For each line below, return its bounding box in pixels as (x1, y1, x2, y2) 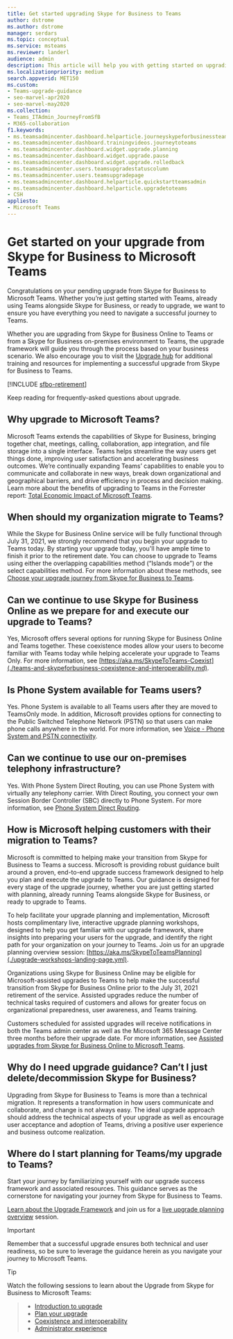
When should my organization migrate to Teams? (7, 512, 224, 524)
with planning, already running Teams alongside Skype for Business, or (7, 890, 210, 898)
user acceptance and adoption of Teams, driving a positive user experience (7, 1120, 223, 1128)
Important (7, 1226, 35, 1235)
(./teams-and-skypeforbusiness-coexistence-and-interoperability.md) (7, 664, 208, 672)
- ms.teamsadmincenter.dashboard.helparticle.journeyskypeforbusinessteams (7, 133, 231, 140)
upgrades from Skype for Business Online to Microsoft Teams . (7, 1041, 185, 1050)
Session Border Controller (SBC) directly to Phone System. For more (7, 796, 202, 804)
